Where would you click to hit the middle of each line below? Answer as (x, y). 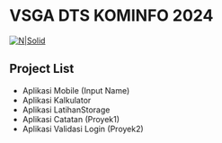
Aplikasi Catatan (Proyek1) (71, 119)
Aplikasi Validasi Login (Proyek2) (83, 129)
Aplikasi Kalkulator (57, 100)
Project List (42, 69)
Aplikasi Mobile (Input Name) (76, 90)
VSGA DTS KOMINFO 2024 (111, 16)
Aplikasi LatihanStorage (66, 110)
